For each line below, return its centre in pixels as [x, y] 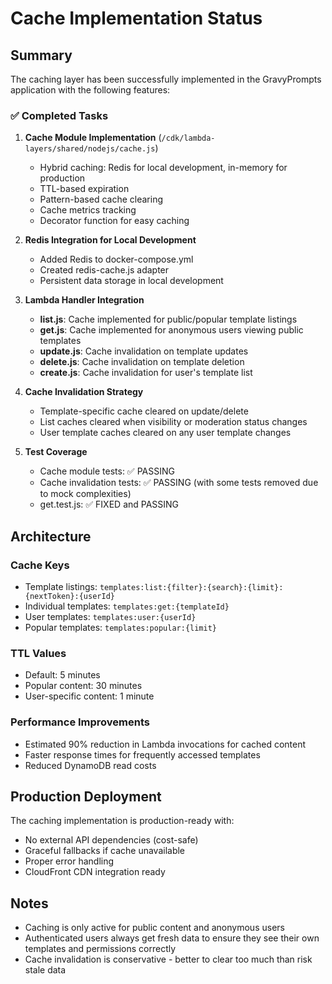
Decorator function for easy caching [114, 221]
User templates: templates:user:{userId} [110, 616]
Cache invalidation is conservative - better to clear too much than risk [168, 959]
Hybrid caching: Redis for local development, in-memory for [163, 168]
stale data [45, 970]
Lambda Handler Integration [84, 300]
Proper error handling [69, 861]
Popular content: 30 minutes [83, 686]
